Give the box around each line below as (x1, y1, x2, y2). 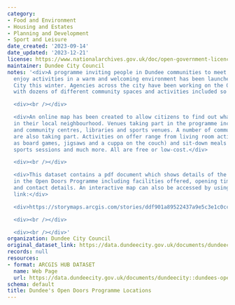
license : (7, 56, 33, 63)
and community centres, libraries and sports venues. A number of (13, 127, 211, 134)
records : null (7, 248, 49, 255)
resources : (7, 255, 39, 262)
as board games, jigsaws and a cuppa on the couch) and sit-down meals (13, 139, 227, 147)
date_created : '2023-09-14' (7, 43, 90, 50)
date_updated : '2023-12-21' (7, 50, 90, 57)
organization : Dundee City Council (7, 235, 111, 242)
